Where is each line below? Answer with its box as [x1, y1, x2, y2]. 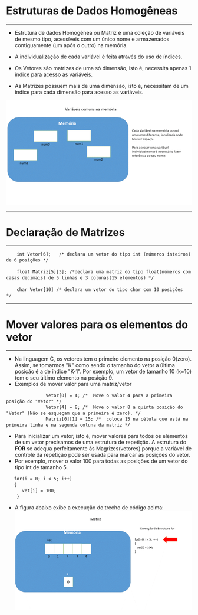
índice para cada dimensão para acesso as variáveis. [14, 89, 144, 96]
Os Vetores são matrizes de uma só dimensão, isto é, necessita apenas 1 [14, 64, 192, 71]
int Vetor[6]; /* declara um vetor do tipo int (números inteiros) [16, 251, 192, 257]
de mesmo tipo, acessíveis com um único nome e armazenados [14, 35, 170, 42]
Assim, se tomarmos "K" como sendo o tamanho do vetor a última [14, 362, 176, 369]
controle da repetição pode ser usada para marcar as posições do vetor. [14, 452, 190, 459]
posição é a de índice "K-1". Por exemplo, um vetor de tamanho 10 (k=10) [14, 368, 192, 375]
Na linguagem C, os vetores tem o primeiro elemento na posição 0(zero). [14, 355, 192, 362]
